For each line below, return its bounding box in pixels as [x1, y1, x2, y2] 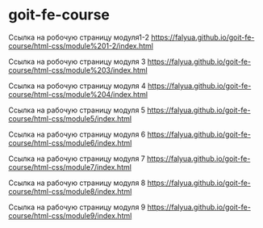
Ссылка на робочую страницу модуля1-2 [8, 32, 149, 42]
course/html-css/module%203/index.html [8, 65, 148, 74]
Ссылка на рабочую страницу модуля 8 [8, 178, 146, 188]
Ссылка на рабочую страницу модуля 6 [8, 129, 146, 139]
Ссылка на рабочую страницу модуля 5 [8, 105, 146, 115]
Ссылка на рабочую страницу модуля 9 [8, 202, 146, 212]
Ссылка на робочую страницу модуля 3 [8, 57, 146, 66]
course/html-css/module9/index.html [8, 210, 132, 220]
